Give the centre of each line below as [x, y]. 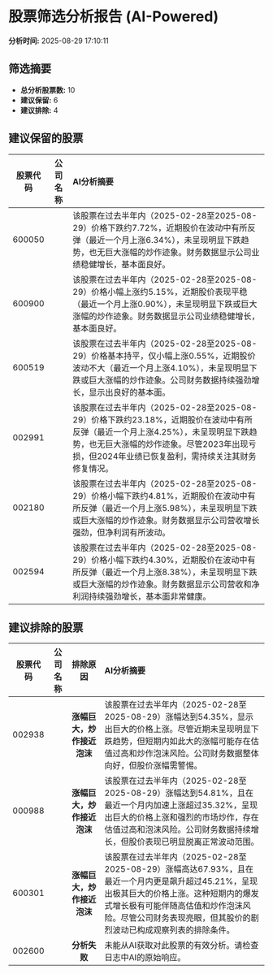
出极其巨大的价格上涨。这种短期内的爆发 [182, 894]
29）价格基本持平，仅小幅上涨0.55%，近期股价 [164, 356]
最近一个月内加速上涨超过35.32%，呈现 [181, 805]
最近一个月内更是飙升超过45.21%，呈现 [181, 881]
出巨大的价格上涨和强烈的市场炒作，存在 [182, 817]
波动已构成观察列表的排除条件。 [174, 930]
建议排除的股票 [46, 628]
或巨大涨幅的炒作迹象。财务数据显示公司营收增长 [166, 520]
